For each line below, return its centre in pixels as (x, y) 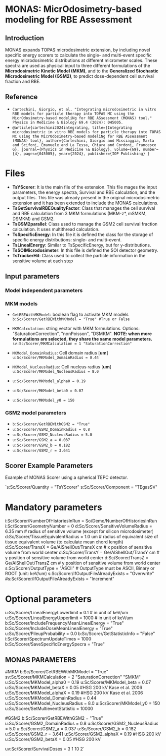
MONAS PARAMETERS (41, 660)
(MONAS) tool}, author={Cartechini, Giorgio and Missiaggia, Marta (83, 141)
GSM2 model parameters (36, 413)
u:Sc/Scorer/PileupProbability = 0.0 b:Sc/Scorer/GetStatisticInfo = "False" (80, 634)
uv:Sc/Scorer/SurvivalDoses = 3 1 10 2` (45, 749)
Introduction (25, 38)
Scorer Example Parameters (49, 466)
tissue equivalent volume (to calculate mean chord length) (64, 542)
